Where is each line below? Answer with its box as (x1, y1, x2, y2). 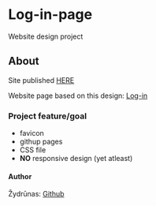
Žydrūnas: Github (8, 189, 65, 199)
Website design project (8, 32, 84, 41)
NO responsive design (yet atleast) (19, 154, 133, 163)
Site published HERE (8, 75, 75, 84)
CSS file (19, 145, 46, 155)
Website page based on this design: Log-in (8, 91, 148, 100)
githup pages (19, 137, 63, 147)
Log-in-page (8, 6, 93, 24)
